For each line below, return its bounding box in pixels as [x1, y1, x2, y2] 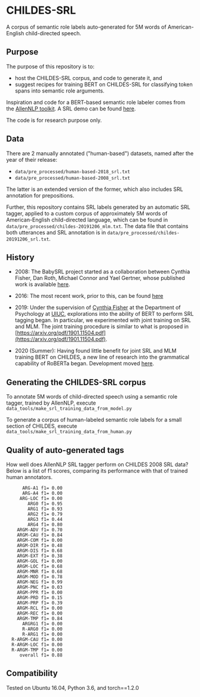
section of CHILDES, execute [6, 422, 78, 430]
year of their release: [6, 156, 58, 163]
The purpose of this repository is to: [6, 63, 94, 70]
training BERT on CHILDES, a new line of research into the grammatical [14, 353, 190, 361]
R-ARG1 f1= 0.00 [21, 631, 63, 637]
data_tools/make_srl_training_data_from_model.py [6, 406, 133, 412]
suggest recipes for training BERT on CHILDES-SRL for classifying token [14, 81, 193, 88]
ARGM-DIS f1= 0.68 [17, 548, 63, 554]
